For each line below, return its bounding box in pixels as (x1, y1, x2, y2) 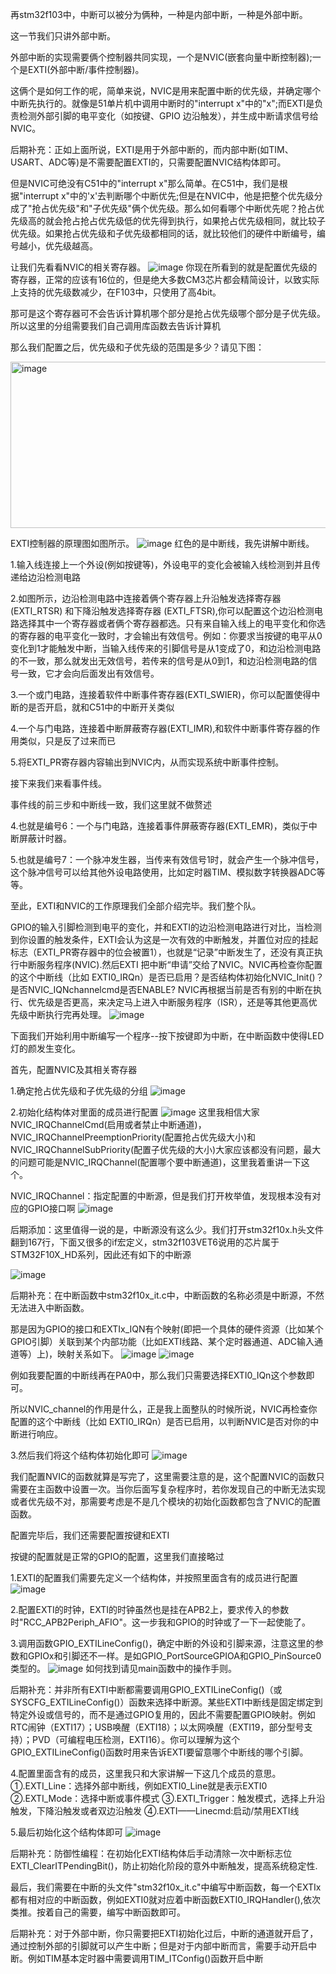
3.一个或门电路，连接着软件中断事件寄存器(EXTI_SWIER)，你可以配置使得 (10, 689, 312, 700)
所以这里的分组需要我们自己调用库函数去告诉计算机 (10, 320, 221, 332)
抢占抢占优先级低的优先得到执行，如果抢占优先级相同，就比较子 (62, 215, 326, 227)
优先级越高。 (44, 240, 98, 252)
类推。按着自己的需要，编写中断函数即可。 (10, 1906, 186, 1918)
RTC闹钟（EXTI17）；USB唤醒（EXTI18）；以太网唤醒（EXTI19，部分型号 (10, 1721, 305, 1733)
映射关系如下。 (57, 1348, 120, 1360)
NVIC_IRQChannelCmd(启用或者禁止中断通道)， (10, 1119, 207, 1130)
